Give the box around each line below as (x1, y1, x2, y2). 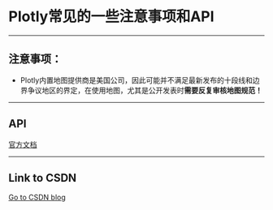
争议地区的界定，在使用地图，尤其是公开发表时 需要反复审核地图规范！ (27, 85, 262, 95)
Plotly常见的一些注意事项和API (8, 7, 214, 26)
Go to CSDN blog (8, 192, 67, 203)
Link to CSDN (8, 171, 77, 185)
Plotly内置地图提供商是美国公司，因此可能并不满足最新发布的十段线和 (19, 75, 253, 85)
